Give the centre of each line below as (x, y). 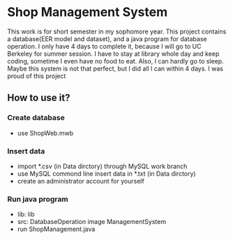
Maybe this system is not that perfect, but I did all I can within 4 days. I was (115, 68)
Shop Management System (88, 12)
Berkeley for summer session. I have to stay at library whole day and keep (113, 54)
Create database (36, 118)
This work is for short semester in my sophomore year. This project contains (117, 31)
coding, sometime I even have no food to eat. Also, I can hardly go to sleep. (116, 61)
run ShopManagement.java (56, 229)
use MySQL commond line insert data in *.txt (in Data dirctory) (107, 173)
